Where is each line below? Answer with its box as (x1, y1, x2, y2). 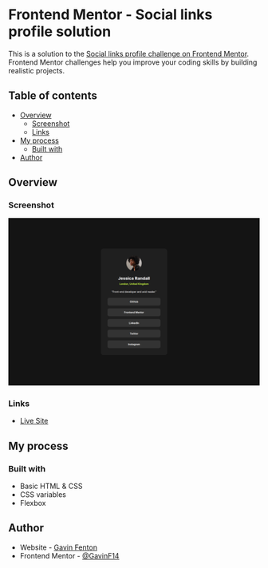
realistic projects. (8, 65, 65, 75)
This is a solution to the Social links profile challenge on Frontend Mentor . (8, 49, 250, 58)
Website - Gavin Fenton (19, 542, 98, 552)
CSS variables (19, 490, 66, 499)
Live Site (19, 416, 49, 426)
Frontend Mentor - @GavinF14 (19, 550, 120, 560)
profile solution (8, 22, 112, 41)
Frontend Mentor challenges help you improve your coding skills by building (8, 57, 258, 67)
